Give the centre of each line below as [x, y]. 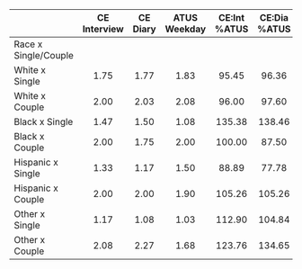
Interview [103, 29]
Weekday [186, 29]
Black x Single [44, 122]
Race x [28, 44]
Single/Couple [44, 55]
